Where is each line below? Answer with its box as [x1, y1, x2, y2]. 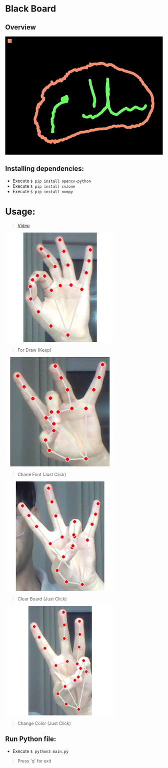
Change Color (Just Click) [17, 720, 71, 726]
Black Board [5, 3, 56, 15]
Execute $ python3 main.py [12, 748, 69, 754]
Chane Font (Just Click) [17, 471, 66, 477]
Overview [5, 23, 36, 32]
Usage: [5, 206, 36, 217]
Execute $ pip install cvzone [12, 183, 75, 189]
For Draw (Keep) [17, 347, 51, 353]
